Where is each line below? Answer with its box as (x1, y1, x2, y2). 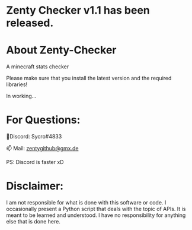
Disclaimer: (6, 179, 64, 193)
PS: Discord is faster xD (6, 159, 64, 166)
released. (6, 16, 54, 30)
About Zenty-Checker (6, 43, 117, 57)
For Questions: (6, 114, 81, 127)
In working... (6, 93, 37, 100)
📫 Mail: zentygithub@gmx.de (6, 145, 79, 152)
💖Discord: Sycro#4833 (6, 133, 62, 140)
